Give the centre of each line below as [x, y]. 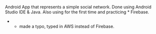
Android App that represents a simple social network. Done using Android [78, 7]
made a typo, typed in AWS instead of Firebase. [67, 26]
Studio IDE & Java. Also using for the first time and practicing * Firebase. [77, 12]
